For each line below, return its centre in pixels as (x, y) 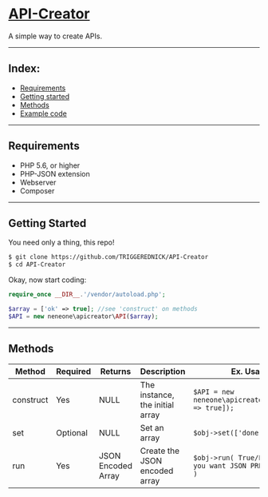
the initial (157, 404)
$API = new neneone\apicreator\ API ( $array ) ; (83, 316)
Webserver (38, 182)
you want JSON (220, 465)
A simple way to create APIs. (55, 36)
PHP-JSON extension (55, 173)
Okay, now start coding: (47, 280)
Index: (24, 69)
